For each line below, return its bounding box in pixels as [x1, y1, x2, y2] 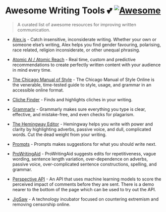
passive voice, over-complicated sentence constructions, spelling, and [12, 161, 157, 167]
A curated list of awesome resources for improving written [17, 21, 136, 27]
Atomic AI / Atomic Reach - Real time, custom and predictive [12, 56, 136, 62]
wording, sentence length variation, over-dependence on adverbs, [12, 156, 148, 162]
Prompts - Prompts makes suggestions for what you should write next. [12, 141, 157, 147]
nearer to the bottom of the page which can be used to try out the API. [12, 186, 156, 192]
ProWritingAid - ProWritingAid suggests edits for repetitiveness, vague [12, 151, 156, 157]
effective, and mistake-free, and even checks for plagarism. [12, 111, 135, 117]
